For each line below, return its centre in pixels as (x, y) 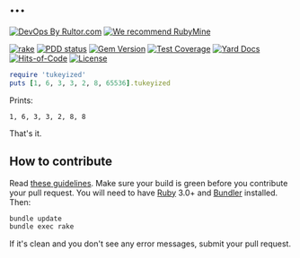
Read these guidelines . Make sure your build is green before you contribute (149, 183)
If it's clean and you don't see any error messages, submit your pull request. (150, 244)
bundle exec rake (42, 227)
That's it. (26, 133)
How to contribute (61, 162)
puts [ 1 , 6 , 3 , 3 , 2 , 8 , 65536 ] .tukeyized (90, 83)
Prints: (21, 100)
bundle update (36, 219)
